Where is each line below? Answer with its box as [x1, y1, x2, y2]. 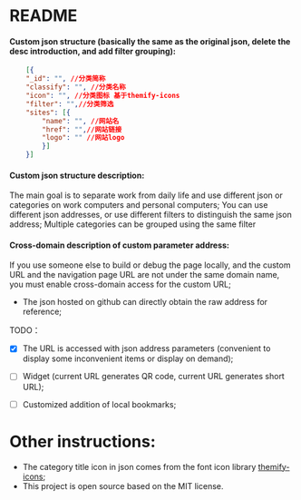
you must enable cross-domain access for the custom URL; [9, 279, 231, 290]
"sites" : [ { [25, 108, 71, 117]
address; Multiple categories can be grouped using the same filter [9, 219, 257, 230]
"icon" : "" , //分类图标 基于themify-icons [25, 92, 180, 101]
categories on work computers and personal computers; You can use [9, 200, 268, 211]
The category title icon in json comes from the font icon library [22, 461, 257, 472]
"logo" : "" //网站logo [42, 133, 125, 142]
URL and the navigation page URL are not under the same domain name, [9, 270, 280, 280]
